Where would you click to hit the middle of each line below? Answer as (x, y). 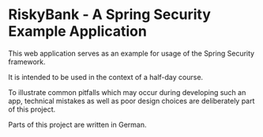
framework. (27, 62)
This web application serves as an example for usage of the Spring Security (131, 53)
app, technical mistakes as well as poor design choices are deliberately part (131, 101)
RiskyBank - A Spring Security (110, 15)
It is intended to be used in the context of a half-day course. (106, 77)
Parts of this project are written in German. (77, 124)
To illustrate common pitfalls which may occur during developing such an (127, 92)
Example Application (78, 31)
